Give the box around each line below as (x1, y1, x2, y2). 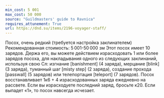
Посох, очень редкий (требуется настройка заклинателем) (5, 39, 132, 45)
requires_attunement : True (5, 21, 62, 26)
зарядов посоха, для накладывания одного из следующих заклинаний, (5, 55, 158, 61)
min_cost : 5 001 (5, 7, 39, 12)
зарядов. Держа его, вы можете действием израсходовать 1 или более (5, 50, 158, 56)
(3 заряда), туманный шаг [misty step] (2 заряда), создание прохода (5, 66, 152, 72)
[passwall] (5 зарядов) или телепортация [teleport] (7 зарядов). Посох (5, 71, 154, 77)
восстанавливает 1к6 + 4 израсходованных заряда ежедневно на (5, 77, 146, 83)
